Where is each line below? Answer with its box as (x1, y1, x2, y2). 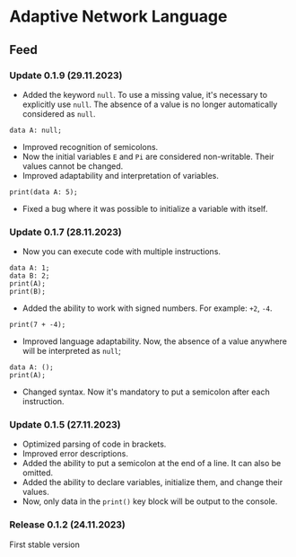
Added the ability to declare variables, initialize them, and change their (22, 477, 283, 488)
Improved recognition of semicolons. (22, 141, 159, 152)
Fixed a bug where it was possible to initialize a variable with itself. (22, 203, 268, 214)
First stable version (9, 539, 81, 550)
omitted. (22, 467, 54, 478)
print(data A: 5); (9, 187, 78, 197)
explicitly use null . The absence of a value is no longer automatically (22, 99, 278, 110)
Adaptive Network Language (9, 6, 228, 27)
